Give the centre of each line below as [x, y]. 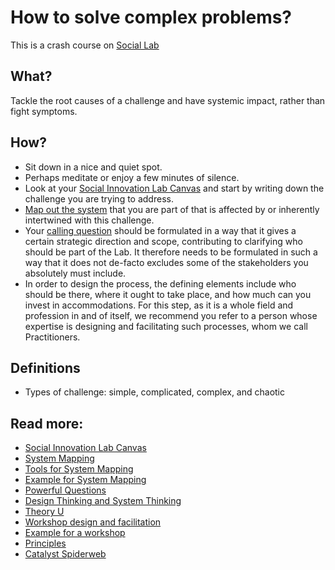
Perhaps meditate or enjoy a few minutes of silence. [132, 177]
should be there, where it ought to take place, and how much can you [168, 294]
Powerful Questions [65, 490]
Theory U [44, 512]
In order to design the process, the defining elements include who [160, 283]
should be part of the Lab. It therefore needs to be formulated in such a [171, 252]
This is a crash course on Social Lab [85, 45]
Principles [45, 543]
